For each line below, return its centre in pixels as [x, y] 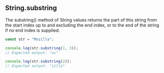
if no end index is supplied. [33, 30]
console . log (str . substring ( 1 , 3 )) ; [42, 48]
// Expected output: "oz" [32, 53]
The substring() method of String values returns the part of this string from [81, 20]
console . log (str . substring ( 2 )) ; [38, 61]
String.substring [31, 8]
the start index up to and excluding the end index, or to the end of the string [82, 25]
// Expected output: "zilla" [35, 66]
